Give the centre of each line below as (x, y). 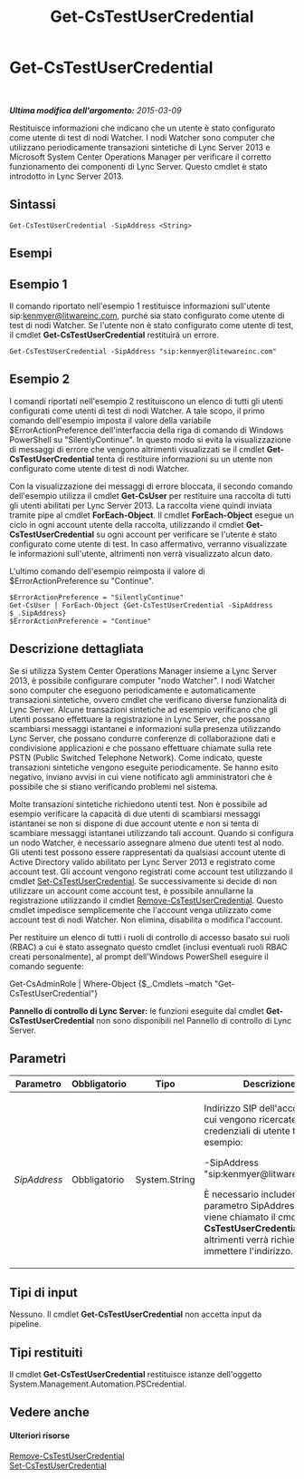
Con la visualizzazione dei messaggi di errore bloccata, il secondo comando (151, 486)
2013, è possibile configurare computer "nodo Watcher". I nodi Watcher (142, 680)
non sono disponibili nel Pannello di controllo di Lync (194, 1020)
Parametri (38, 1058)
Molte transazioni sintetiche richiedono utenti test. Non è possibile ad (138, 803)
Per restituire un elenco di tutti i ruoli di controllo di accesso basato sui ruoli (150, 937)
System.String (165, 1180)
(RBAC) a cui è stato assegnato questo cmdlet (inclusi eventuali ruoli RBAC (148, 947)
